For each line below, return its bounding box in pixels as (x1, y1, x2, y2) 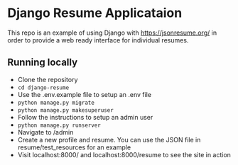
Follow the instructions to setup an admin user (17, 113, 153, 121)
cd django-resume (17, 84, 70, 91)
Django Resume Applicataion (7, 5, 183, 21)
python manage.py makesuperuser (17, 106, 114, 114)
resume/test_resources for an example (17, 143, 131, 152)
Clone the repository (17, 75, 78, 84)
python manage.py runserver (17, 122, 101, 129)
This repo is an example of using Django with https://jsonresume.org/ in (7, 28, 217, 37)
